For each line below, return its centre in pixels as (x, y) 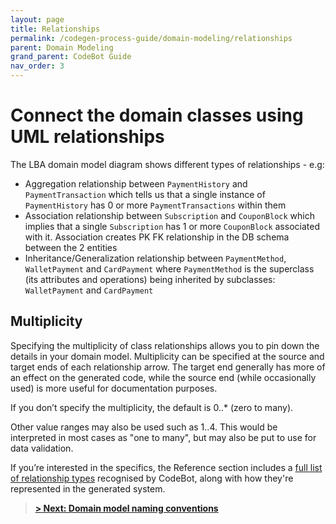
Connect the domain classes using (157, 115)
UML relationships (87, 137)
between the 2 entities (71, 247)
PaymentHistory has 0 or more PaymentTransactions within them (155, 205)
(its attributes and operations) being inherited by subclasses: (150, 279)
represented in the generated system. (88, 488)
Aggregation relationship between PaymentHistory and (136, 183)
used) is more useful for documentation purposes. (114, 388)
